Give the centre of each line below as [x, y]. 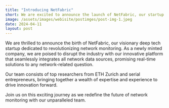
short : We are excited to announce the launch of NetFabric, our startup [85, 15]
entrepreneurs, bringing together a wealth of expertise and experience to [81, 80]
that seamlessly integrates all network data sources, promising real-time [80, 59]
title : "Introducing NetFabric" [39, 10]
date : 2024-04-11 [24, 24]
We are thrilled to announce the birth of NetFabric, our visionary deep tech [83, 43]
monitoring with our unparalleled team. [46, 100]
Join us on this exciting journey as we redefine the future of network [76, 95]
